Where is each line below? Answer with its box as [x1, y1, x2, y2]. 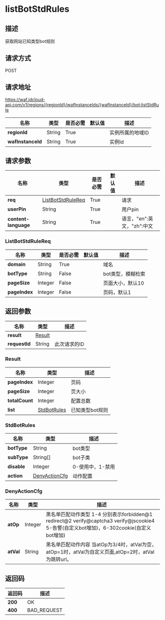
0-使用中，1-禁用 [72, 464, 115, 471]
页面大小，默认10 [103, 280, 144, 287]
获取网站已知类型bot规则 [5, 38, 55, 44]
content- [7, 216, 29, 222]
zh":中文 [134, 223, 153, 230]
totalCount [7, 397, 33, 404]
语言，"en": [121, 216, 148, 222]
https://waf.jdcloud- [5, 96, 46, 102]
